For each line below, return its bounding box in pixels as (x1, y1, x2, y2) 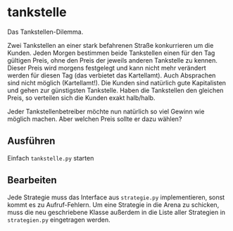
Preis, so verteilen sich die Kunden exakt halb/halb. (7, 93, 156, 102)
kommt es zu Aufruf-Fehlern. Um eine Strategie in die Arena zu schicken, (7, 200, 220, 208)
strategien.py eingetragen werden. (7, 216, 111, 224)
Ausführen (7, 135, 56, 147)
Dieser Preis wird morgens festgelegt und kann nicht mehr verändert (7, 63, 206, 72)
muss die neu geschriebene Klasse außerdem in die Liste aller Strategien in (7, 208, 226, 216)
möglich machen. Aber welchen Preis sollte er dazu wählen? (7, 114, 182, 123)
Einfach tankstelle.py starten (7, 154, 94, 162)
